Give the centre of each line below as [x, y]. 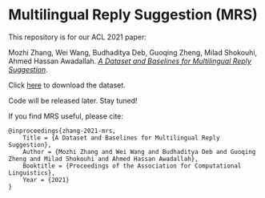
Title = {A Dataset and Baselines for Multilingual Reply [121, 138]
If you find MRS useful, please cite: [66, 116]
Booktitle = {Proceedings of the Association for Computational [132, 166]
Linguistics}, [32, 173]
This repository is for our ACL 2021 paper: [77, 37]
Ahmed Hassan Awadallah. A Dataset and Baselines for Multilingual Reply [130, 61]
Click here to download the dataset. [67, 85]
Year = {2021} [46, 180]
